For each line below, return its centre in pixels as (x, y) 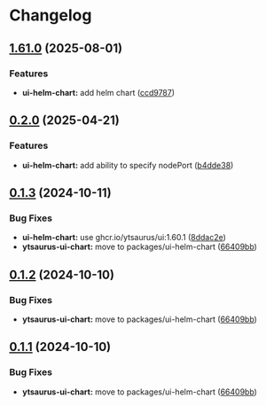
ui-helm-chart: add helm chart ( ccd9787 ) (98, 92)
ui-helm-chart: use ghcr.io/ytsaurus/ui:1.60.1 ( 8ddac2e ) (124, 238)
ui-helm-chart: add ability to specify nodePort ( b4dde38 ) (128, 165)
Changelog (51, 16)
